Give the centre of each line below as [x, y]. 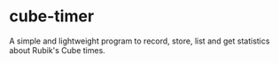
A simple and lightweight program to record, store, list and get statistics [139, 41]
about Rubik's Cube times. [58, 50]
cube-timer [52, 16]
